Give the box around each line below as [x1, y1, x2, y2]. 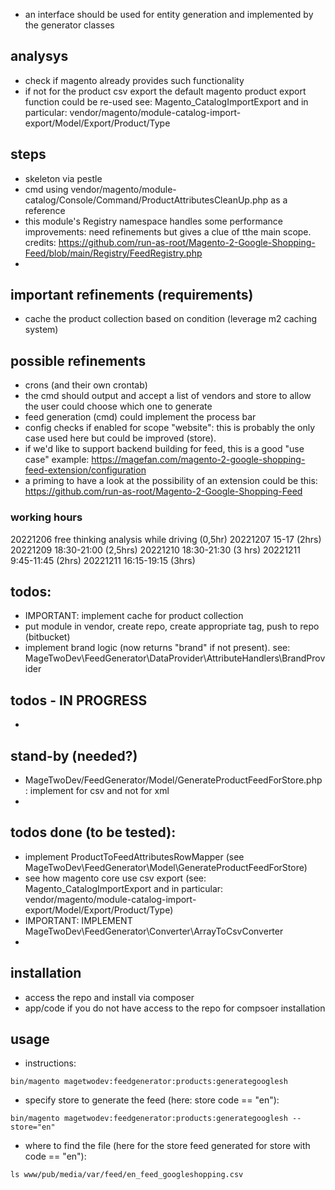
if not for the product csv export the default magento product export [24, 85, 307, 97]
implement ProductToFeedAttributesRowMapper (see [24, 850, 245, 863]
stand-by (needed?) [10, 747, 138, 764]
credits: [24, 236, 57, 248]
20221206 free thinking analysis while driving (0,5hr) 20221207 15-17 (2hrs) [10, 533, 322, 545]
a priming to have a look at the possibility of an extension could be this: [24, 475, 318, 487]
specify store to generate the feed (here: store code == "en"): [24, 1094, 280, 1106]
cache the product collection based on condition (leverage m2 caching [24, 313, 318, 325]
